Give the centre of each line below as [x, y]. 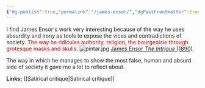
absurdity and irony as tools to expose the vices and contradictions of [94, 36]
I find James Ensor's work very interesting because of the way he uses [95, 29]
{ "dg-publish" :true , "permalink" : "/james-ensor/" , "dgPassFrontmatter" [97, 12]
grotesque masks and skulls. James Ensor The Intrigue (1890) [100, 49]
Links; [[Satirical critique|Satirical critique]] [60, 78]
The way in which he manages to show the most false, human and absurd [99, 60]
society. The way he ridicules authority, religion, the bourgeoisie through [98, 42]
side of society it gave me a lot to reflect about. [66, 67]
